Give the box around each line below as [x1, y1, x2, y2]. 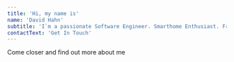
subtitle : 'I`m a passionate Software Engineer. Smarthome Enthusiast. [7, 23, 219, 30]
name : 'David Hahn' [7, 17, 64, 23]
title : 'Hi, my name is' [7, 10, 79, 17]
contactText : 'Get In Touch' [7, 29, 92, 37]
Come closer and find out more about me [7, 48, 125, 56]
